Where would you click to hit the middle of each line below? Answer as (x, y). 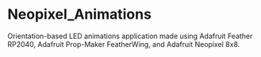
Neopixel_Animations (80, 14)
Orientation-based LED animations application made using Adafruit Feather (130, 36)
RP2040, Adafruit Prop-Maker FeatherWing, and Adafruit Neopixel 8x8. (124, 44)
